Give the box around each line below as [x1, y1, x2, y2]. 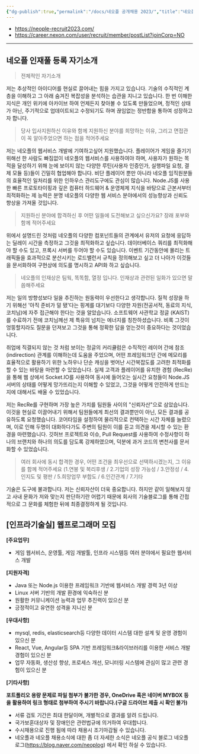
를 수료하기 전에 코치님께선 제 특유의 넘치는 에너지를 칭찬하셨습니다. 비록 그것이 [6, 316, 190, 324]
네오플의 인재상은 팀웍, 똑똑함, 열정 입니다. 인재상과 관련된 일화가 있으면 [20, 274, 187, 281]
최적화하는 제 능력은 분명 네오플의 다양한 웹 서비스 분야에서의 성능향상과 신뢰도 [6, 192, 188, 199]
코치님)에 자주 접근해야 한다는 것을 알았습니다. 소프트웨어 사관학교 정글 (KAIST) [6, 309, 190, 316]
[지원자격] [6, 569, 30, 576]
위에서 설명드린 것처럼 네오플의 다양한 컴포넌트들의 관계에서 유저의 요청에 [6, 232, 176, 239]
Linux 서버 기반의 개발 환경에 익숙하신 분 [14, 589, 109, 597]
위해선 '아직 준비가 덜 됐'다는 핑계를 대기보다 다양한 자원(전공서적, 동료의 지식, [12, 302, 192, 309]
